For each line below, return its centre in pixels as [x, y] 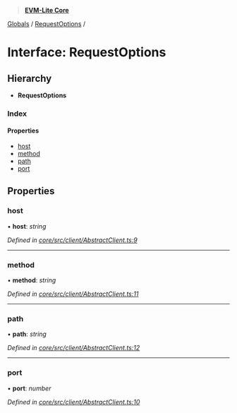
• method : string [32, 280]
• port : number [29, 388]
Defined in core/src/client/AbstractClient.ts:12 [74, 348]
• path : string [27, 334]
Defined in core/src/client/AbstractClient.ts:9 [72, 240]
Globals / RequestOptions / [47, 24]
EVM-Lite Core [47, 10]
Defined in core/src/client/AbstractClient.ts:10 [74, 402]
